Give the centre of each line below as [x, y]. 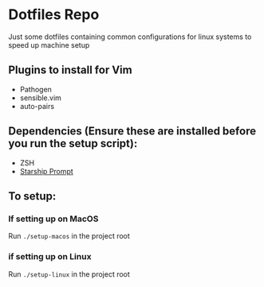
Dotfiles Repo [54, 15]
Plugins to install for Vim [71, 70]
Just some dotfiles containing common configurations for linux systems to [130, 37]
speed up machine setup [49, 45]
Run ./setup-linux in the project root [69, 274]
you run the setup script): [73, 143]
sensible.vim [41, 98]
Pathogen [35, 89]
